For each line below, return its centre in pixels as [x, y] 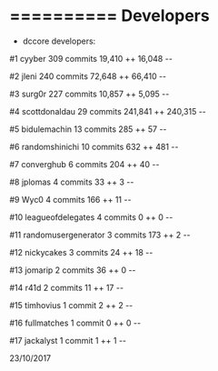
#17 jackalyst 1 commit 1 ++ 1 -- [68, 340]
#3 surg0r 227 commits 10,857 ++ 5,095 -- [89, 94]
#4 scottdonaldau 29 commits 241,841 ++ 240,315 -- [108, 111]
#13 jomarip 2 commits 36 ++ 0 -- [73, 270]
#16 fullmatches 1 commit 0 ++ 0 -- [75, 323]
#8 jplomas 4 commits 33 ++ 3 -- [72, 182]
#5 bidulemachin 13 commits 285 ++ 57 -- [88, 129]
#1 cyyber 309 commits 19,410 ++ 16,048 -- [91, 58]
